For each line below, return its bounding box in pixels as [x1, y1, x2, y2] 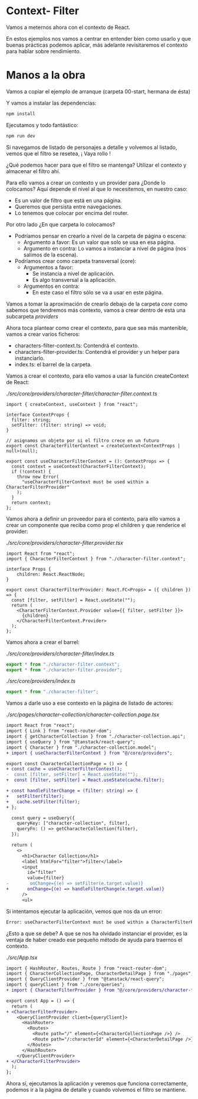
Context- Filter [6, 4, 80, 18]
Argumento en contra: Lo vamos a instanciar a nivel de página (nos [23, 245, 187, 252]
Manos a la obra [6, 69, 85, 82]
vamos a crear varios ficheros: [6, 330, 80, 337]
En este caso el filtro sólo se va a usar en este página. [32, 288, 163, 296]
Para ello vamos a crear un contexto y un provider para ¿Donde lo [6, 179, 166, 186]
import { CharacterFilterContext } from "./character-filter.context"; [6, 555, 186, 562]
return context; [11, 499, 51, 506]
